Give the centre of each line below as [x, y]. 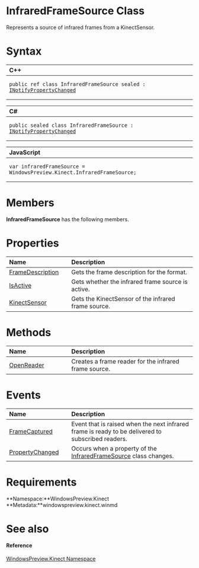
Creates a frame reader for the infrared [125, 361]
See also [28, 529]
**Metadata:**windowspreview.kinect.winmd [62, 505]
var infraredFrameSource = [47, 166]
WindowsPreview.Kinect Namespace [51, 559]
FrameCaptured [31, 431]
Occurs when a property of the [114, 448]
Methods [29, 332]
